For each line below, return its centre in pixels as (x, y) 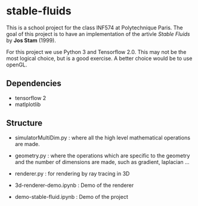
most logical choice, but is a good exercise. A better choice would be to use (99, 58)
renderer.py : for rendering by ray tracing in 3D (72, 173)
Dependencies (34, 84)
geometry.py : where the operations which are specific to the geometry (102, 155)
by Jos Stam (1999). (31, 40)
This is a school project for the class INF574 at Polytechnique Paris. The (95, 28)
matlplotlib (28, 104)
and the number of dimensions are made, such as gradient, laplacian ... (102, 162)
